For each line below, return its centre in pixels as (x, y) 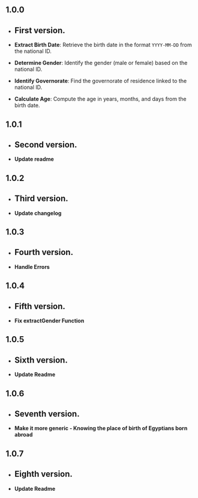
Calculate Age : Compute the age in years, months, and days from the (100, 99)
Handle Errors (32, 266)
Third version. (41, 199)
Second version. (46, 145)
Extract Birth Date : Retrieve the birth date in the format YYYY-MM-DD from (103, 45)
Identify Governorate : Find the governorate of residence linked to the (100, 81)
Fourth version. (43, 252)
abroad (23, 435)
